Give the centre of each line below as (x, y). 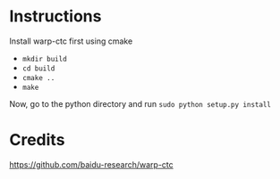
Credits (37, 140)
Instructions (55, 16)
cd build (38, 69)
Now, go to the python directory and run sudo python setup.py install (140, 103)
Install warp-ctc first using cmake (71, 41)
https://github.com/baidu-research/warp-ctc (92, 164)
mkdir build (44, 59)
